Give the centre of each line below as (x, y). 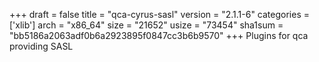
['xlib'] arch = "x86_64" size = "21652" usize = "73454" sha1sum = (146, 25)
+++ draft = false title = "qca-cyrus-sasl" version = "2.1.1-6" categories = (159, 14)
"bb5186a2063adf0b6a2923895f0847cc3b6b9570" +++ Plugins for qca (159, 35)
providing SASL (41, 46)
